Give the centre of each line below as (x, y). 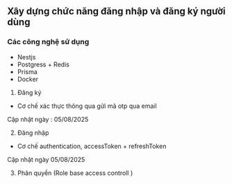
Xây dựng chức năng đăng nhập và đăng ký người (116, 11)
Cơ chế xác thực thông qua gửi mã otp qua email (87, 106)
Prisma (27, 71)
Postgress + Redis (43, 64)
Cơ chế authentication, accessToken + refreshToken (92, 146)
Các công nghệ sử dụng (48, 42)
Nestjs (26, 57)
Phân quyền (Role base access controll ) (75, 173)
